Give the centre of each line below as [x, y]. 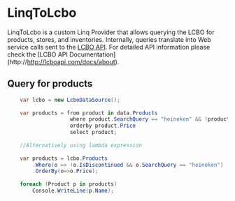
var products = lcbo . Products [64, 158]
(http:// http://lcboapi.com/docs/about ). [63, 61]
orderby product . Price [103, 126]
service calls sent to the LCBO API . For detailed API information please [109, 47]
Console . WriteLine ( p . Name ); [73, 191]
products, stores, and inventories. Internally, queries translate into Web [109, 39]
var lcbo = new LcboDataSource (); [70, 100]
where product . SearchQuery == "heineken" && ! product [150, 119]
